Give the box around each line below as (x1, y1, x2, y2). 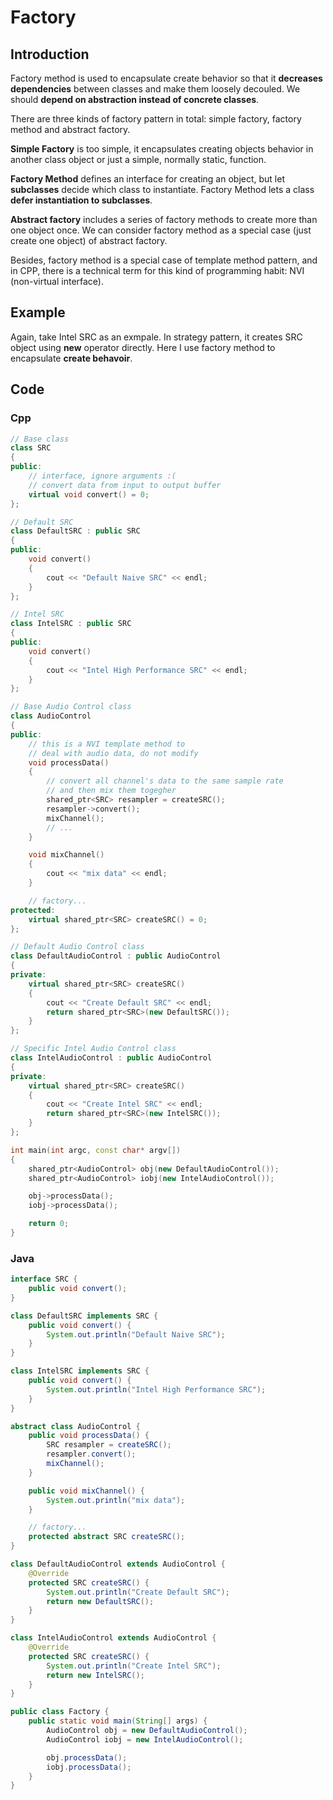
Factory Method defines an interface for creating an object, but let (10, 173, 285, 185)
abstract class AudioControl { (10, 1421, 141, 1431)
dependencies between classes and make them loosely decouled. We (10, 83, 301, 95)
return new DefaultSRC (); (46, 1596, 155, 1606)
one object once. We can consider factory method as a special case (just (10, 224, 312, 236)
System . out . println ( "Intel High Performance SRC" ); (46, 1384, 267, 1395)
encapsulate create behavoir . (10, 352, 133, 364)
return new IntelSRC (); (46, 1670, 145, 1680)
